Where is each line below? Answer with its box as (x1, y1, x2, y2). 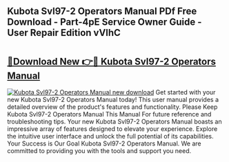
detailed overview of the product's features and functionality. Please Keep (7, 103, 218, 111)
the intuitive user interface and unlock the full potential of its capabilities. (7, 132, 214, 140)
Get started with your (155, 88, 216, 96)
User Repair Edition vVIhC (7, 27, 121, 39)
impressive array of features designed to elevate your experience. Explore (7, 125, 218, 133)
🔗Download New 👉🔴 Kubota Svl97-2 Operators (7, 55, 216, 68)
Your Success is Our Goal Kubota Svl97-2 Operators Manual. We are (7, 139, 201, 148)
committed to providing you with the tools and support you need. (7, 147, 192, 154)
